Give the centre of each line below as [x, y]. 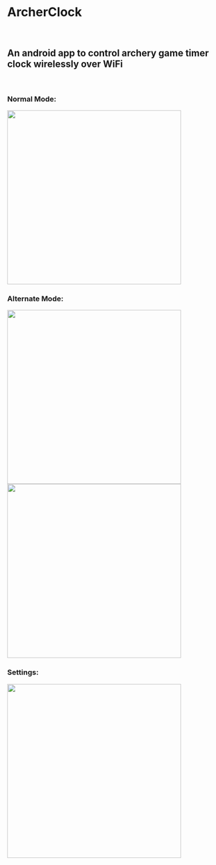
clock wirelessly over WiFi [65, 64]
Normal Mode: [32, 99]
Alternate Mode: [35, 299]
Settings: [23, 672]
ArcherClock [44, 12]
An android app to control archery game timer [108, 53]
